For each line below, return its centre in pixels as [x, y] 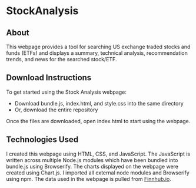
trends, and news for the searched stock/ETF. [62, 59]
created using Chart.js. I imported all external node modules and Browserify [98, 173]
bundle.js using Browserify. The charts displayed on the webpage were [92, 166]
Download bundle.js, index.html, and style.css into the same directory [99, 103]
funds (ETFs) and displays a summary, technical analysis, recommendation [97, 53]
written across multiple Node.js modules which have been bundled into [92, 160]
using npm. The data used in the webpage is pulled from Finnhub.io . [89, 179]
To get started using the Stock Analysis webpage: [66, 92]
